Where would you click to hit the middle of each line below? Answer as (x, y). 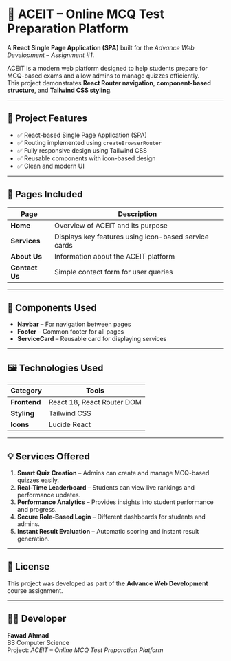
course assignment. (35, 590)
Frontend (26, 402)
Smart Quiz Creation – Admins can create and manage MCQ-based (113, 473)
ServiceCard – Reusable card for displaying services (92, 339)
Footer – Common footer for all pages (70, 332)
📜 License (29, 567)
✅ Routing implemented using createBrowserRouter (89, 142)
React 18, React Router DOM (95, 402)
